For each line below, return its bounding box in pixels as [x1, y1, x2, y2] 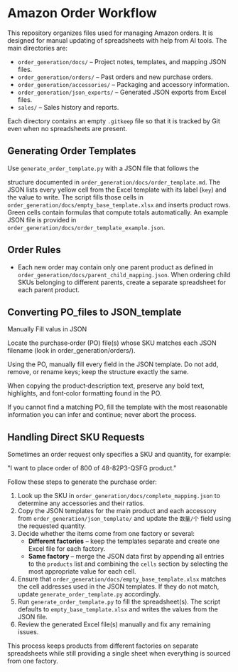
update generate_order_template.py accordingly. [17, 590, 161, 599]
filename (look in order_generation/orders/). [7, 346, 136, 355]
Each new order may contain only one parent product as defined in [17, 262, 214, 272]
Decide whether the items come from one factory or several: [17, 529, 195, 538]
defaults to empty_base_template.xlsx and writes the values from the [17, 605, 218, 614]
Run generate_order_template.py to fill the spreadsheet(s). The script [17, 597, 221, 606]
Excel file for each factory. [28, 544, 106, 553]
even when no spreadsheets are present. [7, 124, 128, 133]
